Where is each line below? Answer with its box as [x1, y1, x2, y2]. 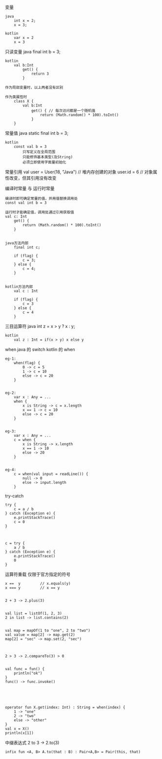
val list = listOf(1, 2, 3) [5, 611, 62, 616]
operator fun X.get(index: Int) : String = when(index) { [5, 705, 125, 710]
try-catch [5, 493, 24, 499]
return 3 [31, 71, 49, 76]
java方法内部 [5, 241, 29, 246]
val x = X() [5, 726, 29, 731]
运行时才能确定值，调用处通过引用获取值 [5, 210, 74, 215]
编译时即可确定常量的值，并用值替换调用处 [5, 196, 78, 201]
